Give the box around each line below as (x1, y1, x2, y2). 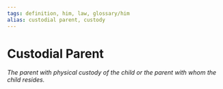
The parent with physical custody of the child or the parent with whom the (7, 68, 217, 77)
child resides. (7, 76, 45, 84)
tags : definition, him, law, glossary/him (7, 10, 130, 17)
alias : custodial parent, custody (7, 16, 106, 23)
